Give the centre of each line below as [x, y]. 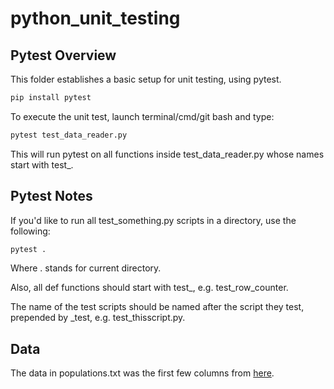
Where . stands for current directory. [86, 268]
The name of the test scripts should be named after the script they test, [157, 307]
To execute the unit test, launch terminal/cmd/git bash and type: [142, 116]
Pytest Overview [63, 55]
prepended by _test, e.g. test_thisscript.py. [98, 318]
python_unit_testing [95, 18]
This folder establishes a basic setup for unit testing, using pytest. [146, 79]
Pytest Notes [51, 196]
